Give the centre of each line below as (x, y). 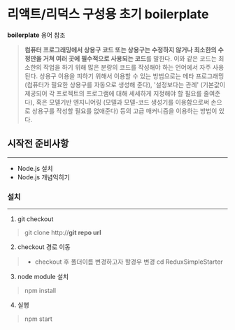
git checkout (35, 219)
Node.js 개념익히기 (43, 177)
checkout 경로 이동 (44, 247)
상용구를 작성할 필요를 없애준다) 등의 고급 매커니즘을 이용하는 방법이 (124, 111)
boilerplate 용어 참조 (36, 35)
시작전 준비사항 (38, 144)
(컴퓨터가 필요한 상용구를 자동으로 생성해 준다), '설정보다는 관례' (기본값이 (125, 84)
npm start (38, 319)
